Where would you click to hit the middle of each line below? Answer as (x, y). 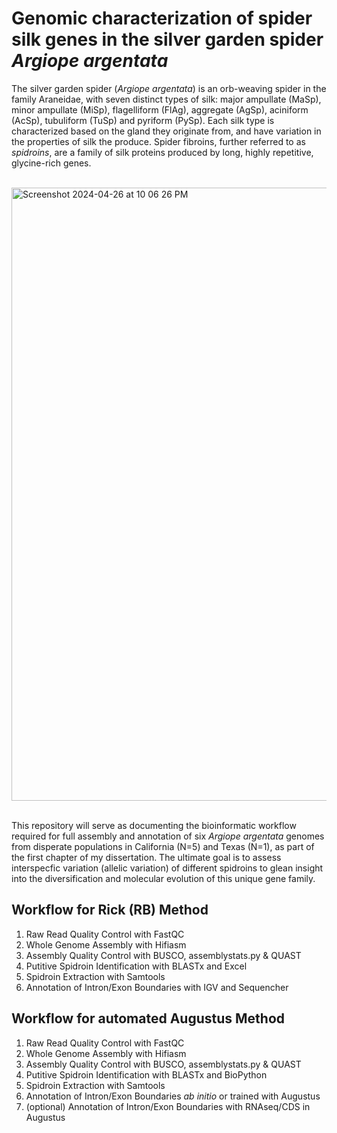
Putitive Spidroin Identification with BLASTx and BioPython (146, 1074)
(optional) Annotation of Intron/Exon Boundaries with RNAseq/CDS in (168, 1106)
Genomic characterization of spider (162, 18)
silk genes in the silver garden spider (167, 39)
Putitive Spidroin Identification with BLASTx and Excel (136, 966)
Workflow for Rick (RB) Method (110, 910)
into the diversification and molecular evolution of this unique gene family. (163, 878)
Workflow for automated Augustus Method (148, 1018)
